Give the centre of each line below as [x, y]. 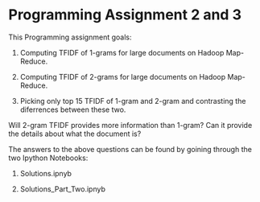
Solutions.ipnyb [46, 173]
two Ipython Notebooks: [48, 158]
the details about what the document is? [75, 134]
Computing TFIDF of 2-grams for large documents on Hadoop [123, 76]
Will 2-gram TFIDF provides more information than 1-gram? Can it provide [130, 125]
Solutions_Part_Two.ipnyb [63, 189]
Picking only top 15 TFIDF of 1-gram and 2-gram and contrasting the [133, 101]
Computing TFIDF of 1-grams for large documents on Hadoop [122, 52]
